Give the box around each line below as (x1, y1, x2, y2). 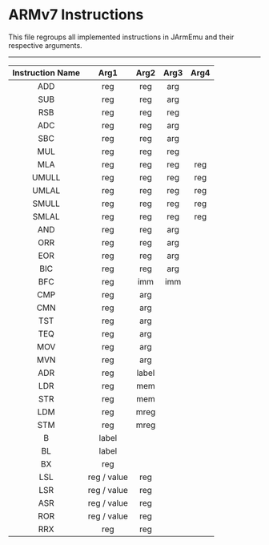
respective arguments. (8, 40, 82, 50)
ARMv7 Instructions (8, 6, 144, 24)
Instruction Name (12, 67, 81, 78)
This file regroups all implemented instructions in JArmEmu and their (8, 32, 235, 42)
